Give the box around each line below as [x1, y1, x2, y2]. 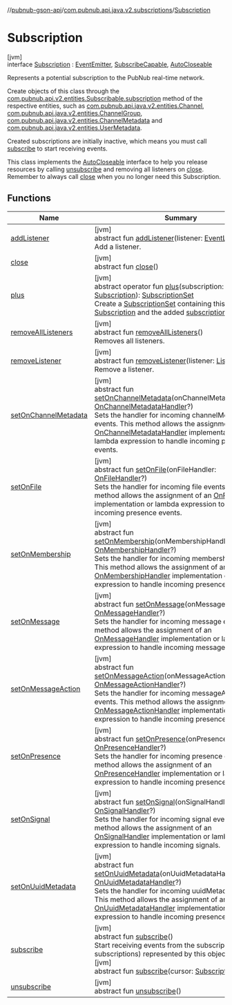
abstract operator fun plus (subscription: [94, 281, 224, 291]
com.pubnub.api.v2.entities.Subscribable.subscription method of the [7, 94, 203, 102]
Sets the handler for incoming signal [94, 814, 212, 824]
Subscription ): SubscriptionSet [94, 290, 195, 300]
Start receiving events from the [94, 940, 195, 950]
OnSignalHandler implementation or [94, 832, 211, 841]
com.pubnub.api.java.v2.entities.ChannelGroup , [7, 108, 143, 117]
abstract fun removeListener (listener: [94, 356, 215, 365]
